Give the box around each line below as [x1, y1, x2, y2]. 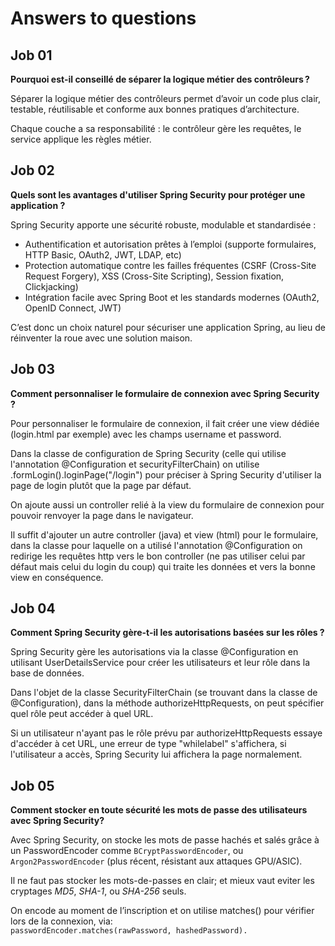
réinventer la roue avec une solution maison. [10, 332, 193, 344]
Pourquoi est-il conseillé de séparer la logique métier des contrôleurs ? [10, 73, 310, 85]
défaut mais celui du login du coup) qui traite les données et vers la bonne [10, 560, 316, 572]
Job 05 [10, 777, 55, 794]
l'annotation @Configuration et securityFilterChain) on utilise [10, 458, 260, 470]
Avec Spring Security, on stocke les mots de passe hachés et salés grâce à [10, 834, 320, 846]
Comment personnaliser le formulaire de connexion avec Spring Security [10, 387, 320, 399]
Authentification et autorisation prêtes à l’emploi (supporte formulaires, [24, 238, 317, 250]
